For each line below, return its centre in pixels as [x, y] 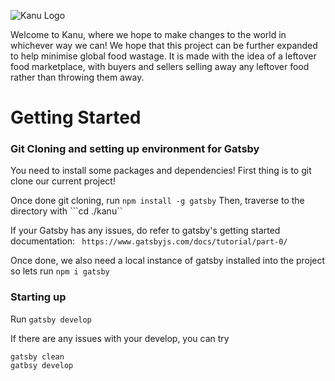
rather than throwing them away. [77, 77]
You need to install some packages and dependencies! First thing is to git [161, 171]
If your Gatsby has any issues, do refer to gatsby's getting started [145, 231]
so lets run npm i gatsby [60, 271]
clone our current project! [63, 181]
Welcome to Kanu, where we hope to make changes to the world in [148, 34]
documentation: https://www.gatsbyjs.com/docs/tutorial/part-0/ [149, 241]
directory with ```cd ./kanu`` [66, 211]
